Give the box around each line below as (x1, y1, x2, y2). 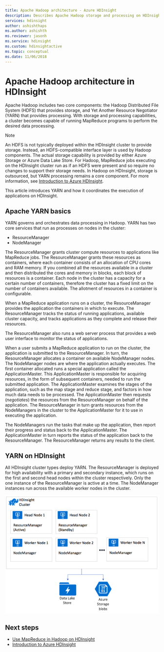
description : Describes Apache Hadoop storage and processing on (5, 13, 141, 18)
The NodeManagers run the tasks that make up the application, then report (5, 422, 156, 428)
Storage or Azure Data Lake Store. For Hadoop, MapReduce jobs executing (5, 158, 156, 163)
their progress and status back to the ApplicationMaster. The (5, 427, 127, 433)
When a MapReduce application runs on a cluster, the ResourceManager (5, 300, 151, 306)
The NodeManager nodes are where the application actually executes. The (5, 361, 156, 367)
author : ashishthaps (5, 23, 47, 28)
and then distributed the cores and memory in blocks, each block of (5, 270, 142, 276)
